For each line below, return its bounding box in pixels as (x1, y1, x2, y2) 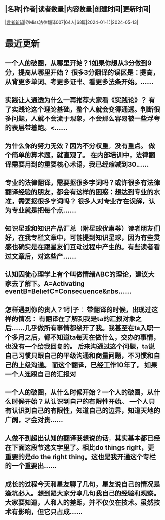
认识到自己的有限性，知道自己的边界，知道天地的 (11, 406, 160, 415)
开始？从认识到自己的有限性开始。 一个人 (24, 398, 149, 406)
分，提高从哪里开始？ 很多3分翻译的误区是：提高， (5, 68, 160, 77)
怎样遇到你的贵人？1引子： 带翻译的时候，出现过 (5, 305, 152, 314)
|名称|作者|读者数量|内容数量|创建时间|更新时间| (5, 5, 151, 14)
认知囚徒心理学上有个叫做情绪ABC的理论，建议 (5, 270, 148, 279)
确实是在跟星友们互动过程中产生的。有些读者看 (18, 243, 160, 251)
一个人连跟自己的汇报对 (5, 370, 76, 378)
